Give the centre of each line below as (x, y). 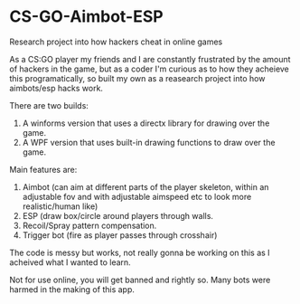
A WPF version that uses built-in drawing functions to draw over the (149, 142)
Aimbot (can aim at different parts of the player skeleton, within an (145, 186)
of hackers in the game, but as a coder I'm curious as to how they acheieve (149, 69)
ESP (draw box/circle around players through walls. (118, 215)
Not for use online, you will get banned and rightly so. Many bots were (140, 280)
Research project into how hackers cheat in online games (116, 42)
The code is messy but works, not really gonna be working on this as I (140, 252)
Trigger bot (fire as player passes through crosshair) (120, 235)
